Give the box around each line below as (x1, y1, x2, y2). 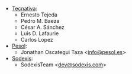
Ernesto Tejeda (20, 11, 58, 18)
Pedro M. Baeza (20, 18, 60, 24)
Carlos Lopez (20, 36, 53, 43)
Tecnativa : (11, 5, 37, 12)
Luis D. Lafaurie (20, 30, 59, 37)
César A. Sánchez (20, 23, 65, 31)
